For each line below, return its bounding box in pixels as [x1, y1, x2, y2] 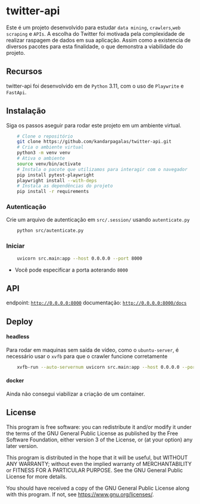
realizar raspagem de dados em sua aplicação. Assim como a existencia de [6, 36, 191, 43]
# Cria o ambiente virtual [17, 144, 84, 150]
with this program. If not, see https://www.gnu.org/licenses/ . [6, 490, 154, 498]
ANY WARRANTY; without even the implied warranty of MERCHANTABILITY [6, 460, 192, 467]
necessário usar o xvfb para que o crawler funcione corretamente [6, 353, 168, 360]
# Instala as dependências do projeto [17, 183, 113, 189]
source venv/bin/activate [17, 161, 82, 167]
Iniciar [6, 242, 25, 250]
